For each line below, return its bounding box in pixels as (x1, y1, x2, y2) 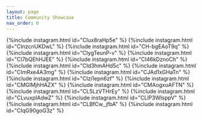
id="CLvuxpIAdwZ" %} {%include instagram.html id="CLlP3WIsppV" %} (6, 94, 186, 101)
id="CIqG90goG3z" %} (6, 107, 65, 115)
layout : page (6, 8, 39, 15)
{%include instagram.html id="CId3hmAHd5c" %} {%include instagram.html (6, 62, 197, 69)
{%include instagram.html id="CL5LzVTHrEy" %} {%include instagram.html (6, 88, 195, 95)
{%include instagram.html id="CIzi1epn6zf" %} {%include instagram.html (6, 75, 189, 82)
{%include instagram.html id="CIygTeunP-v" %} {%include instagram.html (6, 49, 192, 57)
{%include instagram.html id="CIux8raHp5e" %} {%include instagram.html (6, 37, 193, 44)
